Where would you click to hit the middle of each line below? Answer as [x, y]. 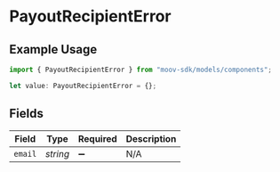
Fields [27, 114]
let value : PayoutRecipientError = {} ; [83, 86]
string [57, 153]
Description [151, 138]
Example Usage [53, 49]
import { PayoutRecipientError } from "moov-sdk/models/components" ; [141, 70]
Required [97, 138]
